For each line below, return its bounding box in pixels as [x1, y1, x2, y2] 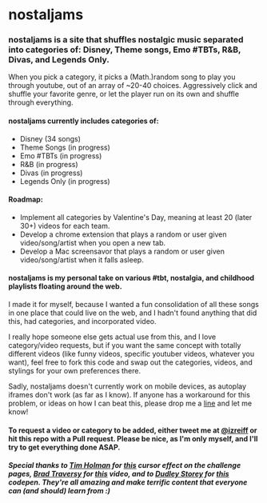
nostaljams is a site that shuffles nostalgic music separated [8, 34, 244, 46]
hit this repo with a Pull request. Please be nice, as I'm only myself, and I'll [8, 433, 258, 443]
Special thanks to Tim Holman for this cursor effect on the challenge [8, 461, 241, 470]
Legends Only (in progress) [19, 176, 110, 186]
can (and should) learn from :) [8, 486, 110, 496]
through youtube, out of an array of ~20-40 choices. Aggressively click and [8, 81, 257, 90]
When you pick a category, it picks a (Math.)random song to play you [8, 72, 236, 82]
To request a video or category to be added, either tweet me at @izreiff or [8, 425, 257, 435]
